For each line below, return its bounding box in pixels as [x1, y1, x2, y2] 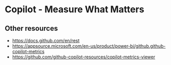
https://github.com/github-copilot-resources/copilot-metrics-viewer [12, 54, 155, 60]
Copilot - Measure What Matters [5, 4, 144, 15]
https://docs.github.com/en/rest [12, 37, 80, 44]
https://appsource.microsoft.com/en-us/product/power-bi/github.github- [12, 43, 166, 49]
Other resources [5, 24, 58, 33]
